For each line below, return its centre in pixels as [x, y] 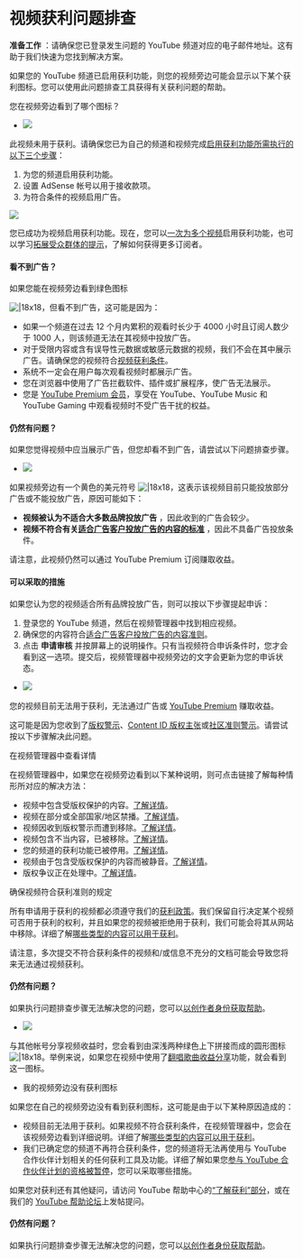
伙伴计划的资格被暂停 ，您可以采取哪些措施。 [113, 1171]
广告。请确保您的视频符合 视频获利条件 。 [97, 361]
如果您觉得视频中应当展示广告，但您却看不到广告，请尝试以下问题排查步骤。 [151, 450]
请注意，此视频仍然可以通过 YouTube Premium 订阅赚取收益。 [124, 559]
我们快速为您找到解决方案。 [76, 56]
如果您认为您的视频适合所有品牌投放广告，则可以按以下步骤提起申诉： [140, 603]
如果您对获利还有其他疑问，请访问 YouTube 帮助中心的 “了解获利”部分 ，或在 [150, 1190]
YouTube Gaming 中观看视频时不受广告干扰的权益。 [118, 406]
